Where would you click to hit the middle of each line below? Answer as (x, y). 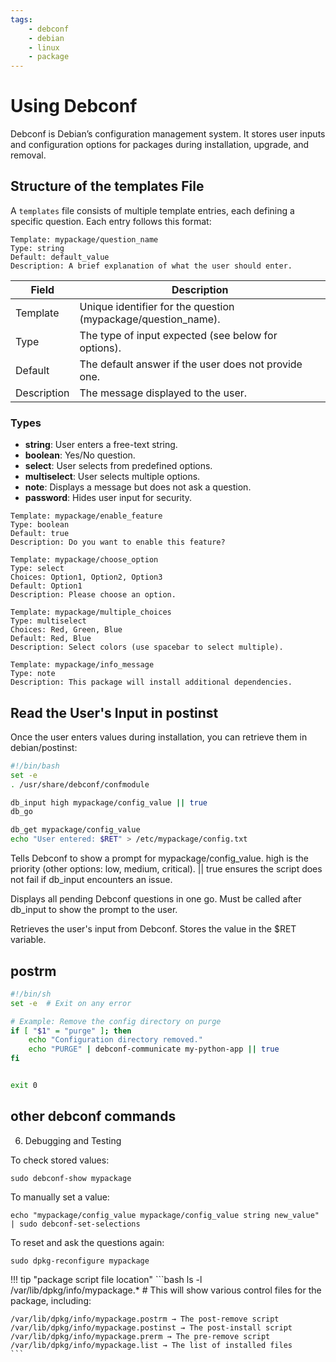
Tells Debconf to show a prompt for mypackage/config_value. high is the (159, 858)
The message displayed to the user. (163, 393)
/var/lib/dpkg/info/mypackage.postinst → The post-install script (151, 1327)
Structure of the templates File (107, 186)
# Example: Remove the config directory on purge (116, 1021)
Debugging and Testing (73, 1140)
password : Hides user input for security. (108, 498)
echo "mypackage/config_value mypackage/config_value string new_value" (165, 1215)
